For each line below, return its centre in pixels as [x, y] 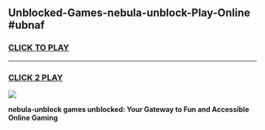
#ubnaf [26, 26]
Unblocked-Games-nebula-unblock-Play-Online [129, 13]
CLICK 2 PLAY [35, 77]
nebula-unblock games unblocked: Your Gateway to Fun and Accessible [129, 109]
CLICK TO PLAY [39, 48]
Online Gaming [33, 117]
